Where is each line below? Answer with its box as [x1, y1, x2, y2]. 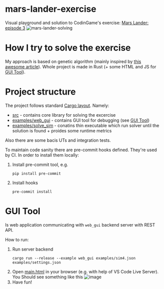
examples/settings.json [12, 260, 61, 265]
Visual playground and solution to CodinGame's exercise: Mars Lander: [5, 20, 149, 26]
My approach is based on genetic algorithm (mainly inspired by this [5, 58, 141, 64]
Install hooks [12, 180, 38, 186]
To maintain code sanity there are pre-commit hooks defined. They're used [5, 147, 157, 153]
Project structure [5, 86, 76, 97]
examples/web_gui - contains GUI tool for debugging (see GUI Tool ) [12, 117, 150, 123]
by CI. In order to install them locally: [5, 152, 80, 158]
